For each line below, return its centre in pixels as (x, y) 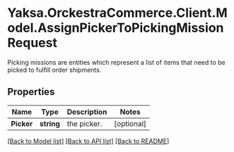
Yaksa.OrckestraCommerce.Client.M (117, 13)
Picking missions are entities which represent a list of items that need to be (116, 62)
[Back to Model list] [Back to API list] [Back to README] (88, 141)
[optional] (130, 123)
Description (87, 112)
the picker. (84, 123)
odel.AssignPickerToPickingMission (116, 28)
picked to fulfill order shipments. (54, 70)
